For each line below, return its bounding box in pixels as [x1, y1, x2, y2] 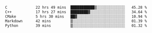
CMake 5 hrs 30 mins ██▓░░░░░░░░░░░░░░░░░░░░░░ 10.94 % [5, 14, 147, 19]
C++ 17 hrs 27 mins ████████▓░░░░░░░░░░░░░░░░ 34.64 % [5, 9, 147, 15]
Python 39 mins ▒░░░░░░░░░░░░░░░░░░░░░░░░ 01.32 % [5, 23, 147, 28]
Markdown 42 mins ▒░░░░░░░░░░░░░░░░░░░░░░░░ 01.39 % [5, 18, 147, 23]
